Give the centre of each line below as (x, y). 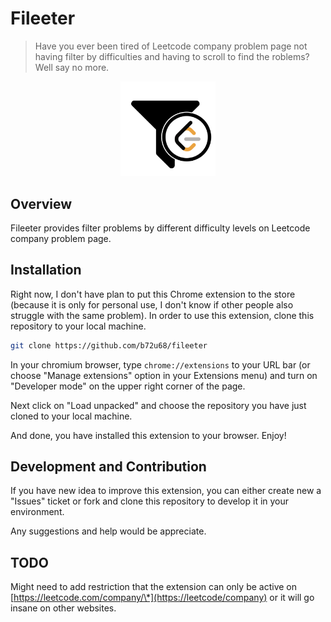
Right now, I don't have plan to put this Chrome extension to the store (153, 294)
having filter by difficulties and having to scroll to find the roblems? (172, 56)
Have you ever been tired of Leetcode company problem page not (171, 46)
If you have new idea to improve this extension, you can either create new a (166, 491)
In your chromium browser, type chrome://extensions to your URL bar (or (160, 364)
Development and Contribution (108, 467)
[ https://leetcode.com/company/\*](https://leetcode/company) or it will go (162, 598)
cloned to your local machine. (71, 416)
